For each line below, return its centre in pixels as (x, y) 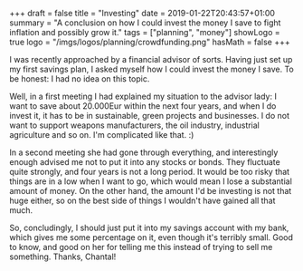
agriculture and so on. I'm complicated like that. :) (102, 135)
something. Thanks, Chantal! (63, 256)
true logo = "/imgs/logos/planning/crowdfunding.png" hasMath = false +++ (150, 42)
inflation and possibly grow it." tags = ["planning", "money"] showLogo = (145, 32)
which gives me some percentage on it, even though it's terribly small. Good (151, 237)
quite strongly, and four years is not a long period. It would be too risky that (150, 172)
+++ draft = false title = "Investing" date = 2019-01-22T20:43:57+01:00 (142, 13)
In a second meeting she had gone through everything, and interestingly (144, 152)
